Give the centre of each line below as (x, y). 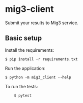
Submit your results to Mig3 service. (42, 23)
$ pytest (23, 95)
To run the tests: (22, 86)
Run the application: (25, 68)
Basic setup (24, 38)
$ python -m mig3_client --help (38, 77)
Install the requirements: (29, 50)
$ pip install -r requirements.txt (41, 59)
